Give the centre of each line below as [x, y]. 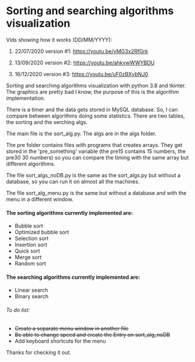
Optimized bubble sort [42, 232]
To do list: [18, 310]
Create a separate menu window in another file [71, 328]
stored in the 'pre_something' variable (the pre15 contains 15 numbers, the [96, 151]
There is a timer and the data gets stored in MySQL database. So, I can [92, 109]
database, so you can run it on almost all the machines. [73, 181]
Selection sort [32, 239]
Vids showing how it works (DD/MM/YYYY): [59, 40]
